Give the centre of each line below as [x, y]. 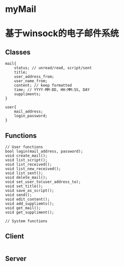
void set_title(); [24, 186]
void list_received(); [29, 164]
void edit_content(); [28, 199]
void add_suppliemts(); [30, 204]
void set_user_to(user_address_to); [43, 182]
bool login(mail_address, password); [44, 151]
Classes [18, 52]
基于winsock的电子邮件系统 [62, 34]
